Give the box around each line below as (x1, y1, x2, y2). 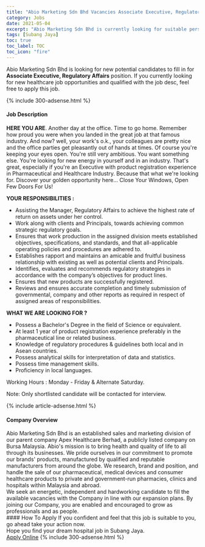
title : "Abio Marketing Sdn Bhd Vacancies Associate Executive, (6, 9, 173, 15)
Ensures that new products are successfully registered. (15, 277, 154, 285)
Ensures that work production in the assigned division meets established (15, 232, 198, 240)
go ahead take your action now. (6, 521, 85, 528)
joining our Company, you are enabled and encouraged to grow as (6, 501, 173, 508)
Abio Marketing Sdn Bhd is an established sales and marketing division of (6, 430, 191, 437)
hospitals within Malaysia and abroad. (6, 482, 101, 489)
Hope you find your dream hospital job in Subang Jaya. (6, 527, 145, 535)
